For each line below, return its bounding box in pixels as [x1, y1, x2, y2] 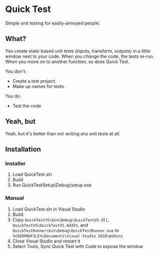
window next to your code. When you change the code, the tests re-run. [5, 53, 154, 59]
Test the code [12, 103, 41, 109]
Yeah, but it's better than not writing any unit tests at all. [5, 130, 120, 136]
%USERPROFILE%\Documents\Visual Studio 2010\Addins [12, 233, 123, 238]
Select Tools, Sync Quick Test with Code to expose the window [12, 243, 143, 249]
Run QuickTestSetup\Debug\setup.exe [12, 182, 92, 188]
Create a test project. [12, 78, 57, 84]
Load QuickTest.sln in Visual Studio [12, 206, 85, 212]
